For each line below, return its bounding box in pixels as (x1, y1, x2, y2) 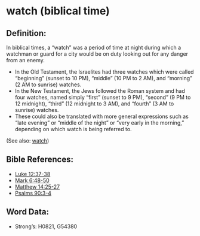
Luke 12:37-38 (14, 170, 51, 177)
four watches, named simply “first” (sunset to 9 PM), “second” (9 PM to (14, 94, 191, 101)
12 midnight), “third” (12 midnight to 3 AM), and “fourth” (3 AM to (14, 100, 174, 107)
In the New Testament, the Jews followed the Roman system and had (14, 87, 185, 94)
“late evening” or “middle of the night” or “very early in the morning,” (14, 119, 184, 126)
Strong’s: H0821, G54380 (14, 223, 78, 230)
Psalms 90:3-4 (14, 189, 52, 196)
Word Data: (6, 207, 50, 217)
